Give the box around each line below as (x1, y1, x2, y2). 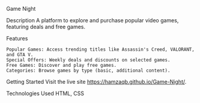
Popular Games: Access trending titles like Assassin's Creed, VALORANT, (6, 46, 195, 52)
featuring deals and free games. (6, 23, 86, 30)
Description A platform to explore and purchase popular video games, (6, 17, 179, 23)
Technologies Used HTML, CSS (6, 90, 84, 97)
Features (6, 35, 28, 42)
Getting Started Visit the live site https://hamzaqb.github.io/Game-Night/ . (6, 78, 187, 85)
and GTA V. (6, 52, 34, 58)
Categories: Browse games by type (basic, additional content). (6, 67, 171, 73)
